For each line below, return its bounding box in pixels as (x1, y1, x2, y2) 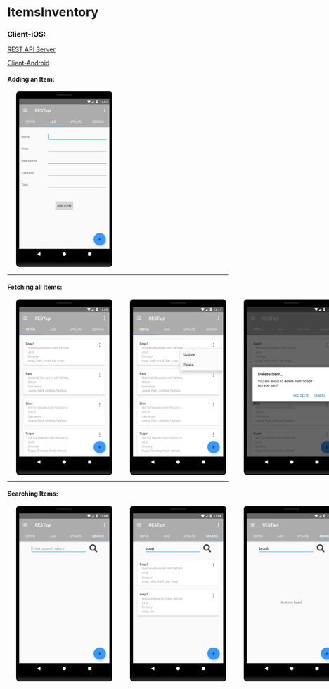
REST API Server (7, 45, 56, 53)
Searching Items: (7, 489, 58, 498)
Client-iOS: (7, 30, 46, 39)
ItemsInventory (7, 4, 99, 20)
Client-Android (7, 59, 50, 67)
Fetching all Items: (7, 283, 63, 292)
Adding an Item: (7, 75, 55, 84)
